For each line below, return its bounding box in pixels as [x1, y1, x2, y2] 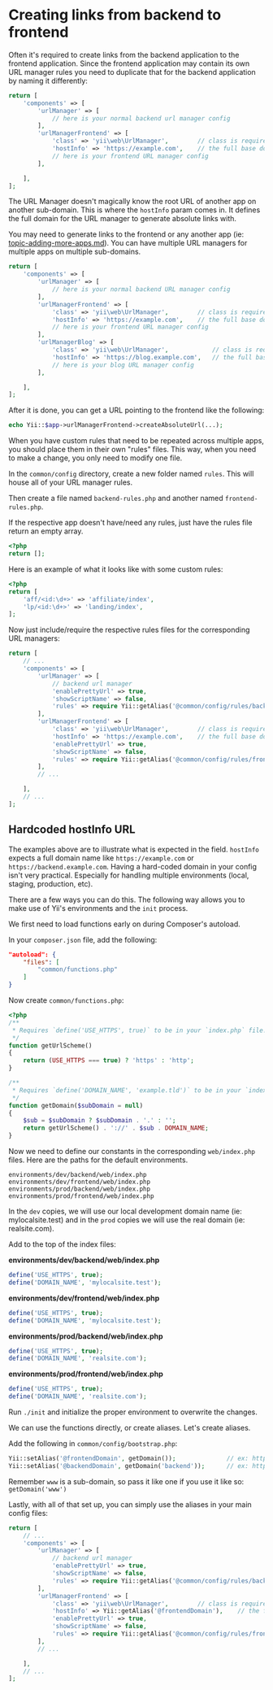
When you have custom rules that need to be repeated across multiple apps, [8, 436, 264, 446]
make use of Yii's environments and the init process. [8, 903, 188, 913]
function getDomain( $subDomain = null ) [8, 1101, 144, 1109]
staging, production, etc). [8, 878, 93, 888]
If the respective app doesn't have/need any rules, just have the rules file [8, 518, 253, 528]
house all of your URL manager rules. [8, 477, 133, 487]
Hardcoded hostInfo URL [8, 823, 136, 837]
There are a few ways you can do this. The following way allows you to [8, 895, 245, 904]
